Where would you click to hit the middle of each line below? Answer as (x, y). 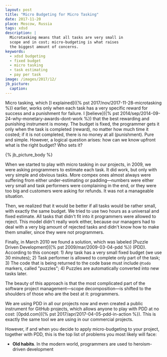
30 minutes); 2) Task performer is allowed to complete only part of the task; (83, 257)
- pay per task (25, 75)
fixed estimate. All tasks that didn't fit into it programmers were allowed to (81, 216)
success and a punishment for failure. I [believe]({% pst (62, 113)
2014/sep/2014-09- (140, 113)
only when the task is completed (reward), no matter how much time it (77, 129)
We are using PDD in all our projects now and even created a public (74, 303)
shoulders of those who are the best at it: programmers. (62, 294)
